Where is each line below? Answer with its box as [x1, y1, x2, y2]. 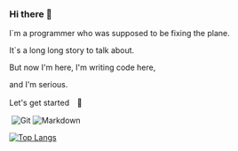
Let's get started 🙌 [9, 97, 83, 109]
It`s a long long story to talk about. [9, 45, 135, 56]
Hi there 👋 [9, 8, 53, 20]
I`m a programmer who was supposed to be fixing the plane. [9, 28, 230, 39]
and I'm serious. [9, 79, 68, 90]
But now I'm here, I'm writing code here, [9, 62, 156, 73]
